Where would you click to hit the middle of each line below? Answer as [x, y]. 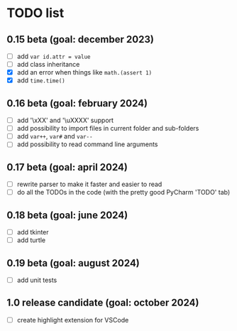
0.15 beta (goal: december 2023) [80, 39]
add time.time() [41, 80]
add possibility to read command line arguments [87, 144]
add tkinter [33, 232]
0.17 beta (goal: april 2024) [67, 167]
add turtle [31, 240]
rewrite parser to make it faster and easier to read [89, 184]
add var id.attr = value [54, 56]
